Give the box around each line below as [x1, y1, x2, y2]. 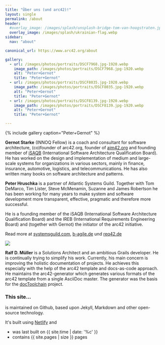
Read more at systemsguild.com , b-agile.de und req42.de [5, 231, 122, 237]
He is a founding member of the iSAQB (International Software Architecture [5, 211, 157, 217]
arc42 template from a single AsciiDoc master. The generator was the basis [5, 276, 158, 281]
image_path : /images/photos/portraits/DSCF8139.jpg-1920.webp [14, 103, 144, 108]
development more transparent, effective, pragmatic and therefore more [5, 196, 151, 202]
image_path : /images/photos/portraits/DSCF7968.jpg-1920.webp [14, 66, 144, 71]
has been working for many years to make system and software [5, 191, 134, 197]
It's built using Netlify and [5, 319, 57, 325]
